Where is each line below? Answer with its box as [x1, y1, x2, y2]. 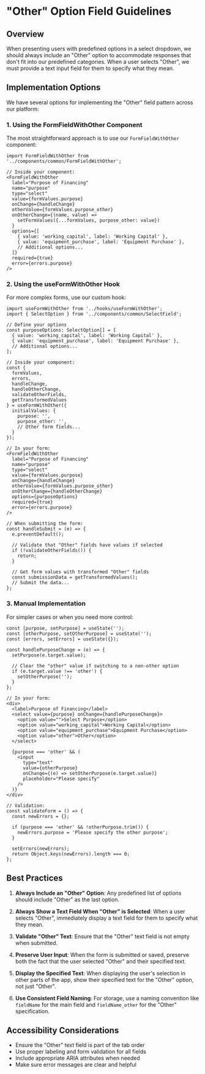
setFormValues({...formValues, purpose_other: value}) [17, 217, 160, 224]
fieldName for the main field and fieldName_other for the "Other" [15, 1001, 177, 1008]
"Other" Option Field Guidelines [6, 4, 172, 18]
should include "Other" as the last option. [15, 895, 119, 903]
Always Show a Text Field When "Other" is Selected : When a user [15, 908, 185, 915]
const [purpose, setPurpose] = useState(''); [6, 625, 124, 631]
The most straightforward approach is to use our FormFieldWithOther [6, 134, 179, 142]
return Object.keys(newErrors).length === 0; [12, 850, 130, 857]
